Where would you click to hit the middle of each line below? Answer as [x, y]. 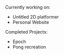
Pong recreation [29, 47]
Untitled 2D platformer [36, 17]
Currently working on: [28, 7]
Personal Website [31, 22]
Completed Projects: [26, 32]
